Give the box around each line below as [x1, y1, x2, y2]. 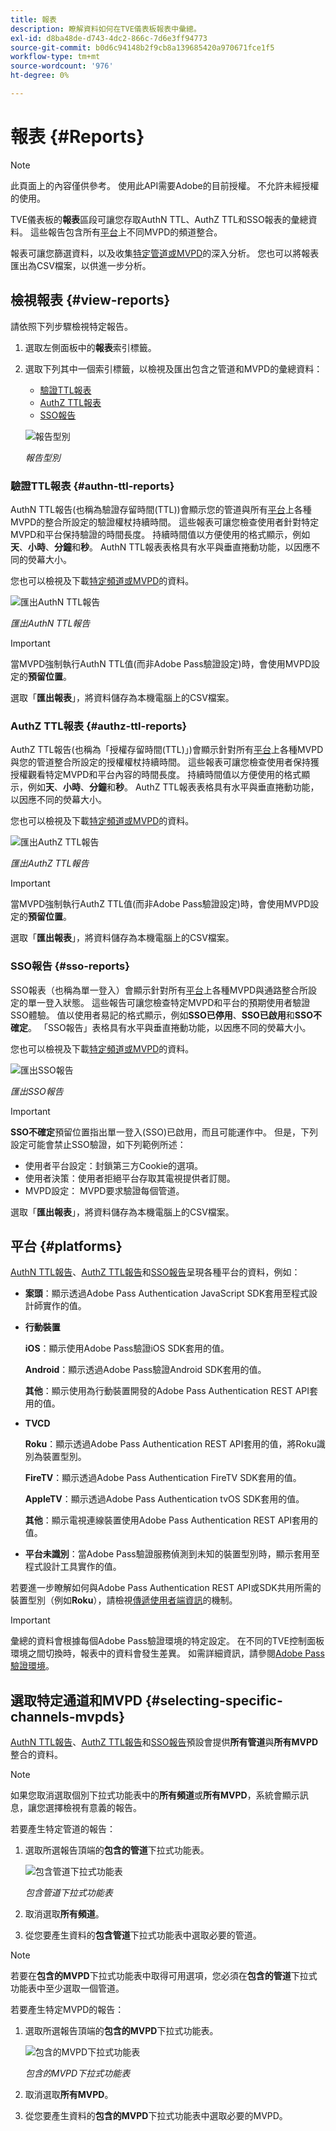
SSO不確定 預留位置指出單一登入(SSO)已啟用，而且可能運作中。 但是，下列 [10, 1126, 318, 1138]
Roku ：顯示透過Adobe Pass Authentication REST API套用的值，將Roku [24, 1438, 317, 1450]
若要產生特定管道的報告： [10, 1823, 116, 1835]
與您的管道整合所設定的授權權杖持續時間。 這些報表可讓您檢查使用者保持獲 [10, 756, 320, 768]
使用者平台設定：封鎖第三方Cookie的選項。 [24, 1159, 204, 1171]
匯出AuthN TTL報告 [10, 617, 91, 629]
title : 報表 [10, 14, 57, 25]
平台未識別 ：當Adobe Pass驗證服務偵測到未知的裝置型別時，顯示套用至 [24, 1548, 320, 1560]
